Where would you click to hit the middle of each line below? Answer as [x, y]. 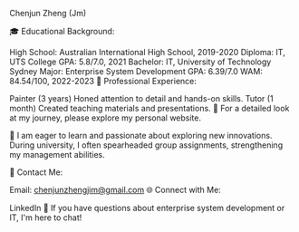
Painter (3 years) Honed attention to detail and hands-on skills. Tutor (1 [141, 98]
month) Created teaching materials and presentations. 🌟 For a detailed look [149, 108]
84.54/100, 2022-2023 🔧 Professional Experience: [103, 81]
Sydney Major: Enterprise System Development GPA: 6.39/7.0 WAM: [136, 71]
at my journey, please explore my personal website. [106, 118]
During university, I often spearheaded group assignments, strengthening [146, 145]
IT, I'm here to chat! [46, 217]
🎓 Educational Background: [62, 31]
